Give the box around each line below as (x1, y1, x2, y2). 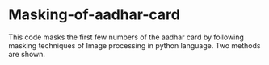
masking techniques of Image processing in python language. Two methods (8, 40, 261, 50)
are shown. (8, 49, 46, 59)
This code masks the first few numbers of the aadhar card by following (8, 32, 245, 42)
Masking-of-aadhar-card (8, 6, 180, 24)
